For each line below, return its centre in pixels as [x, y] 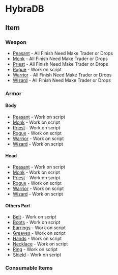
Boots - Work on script [36, 223]
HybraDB [25, 9]
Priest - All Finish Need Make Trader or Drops [60, 64]
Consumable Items [29, 268]
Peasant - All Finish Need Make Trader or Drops [63, 53]
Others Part [18, 205]
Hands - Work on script [37, 239]
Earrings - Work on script [39, 228]
